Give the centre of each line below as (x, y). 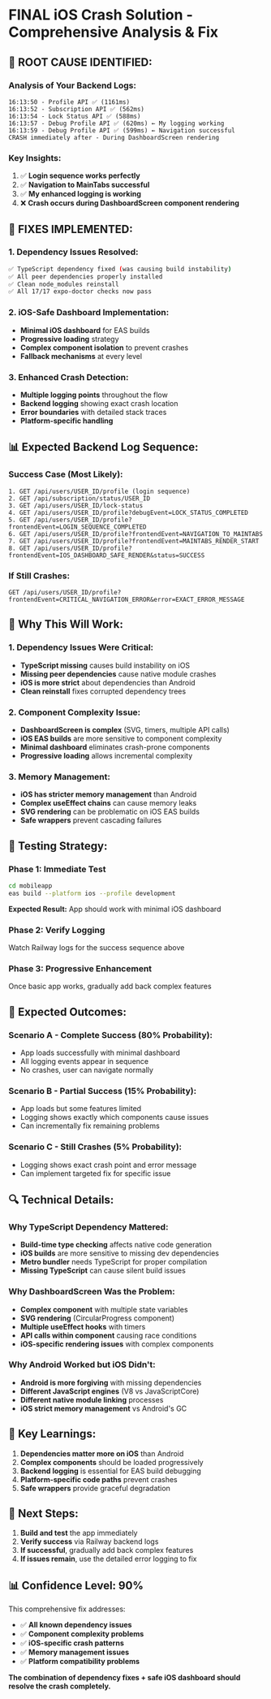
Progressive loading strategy (69, 339)
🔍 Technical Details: (61, 1200)
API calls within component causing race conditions (108, 1335)
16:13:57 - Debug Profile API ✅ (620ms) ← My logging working (116, 123)
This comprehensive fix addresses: (67, 1609)
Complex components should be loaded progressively (112, 1462)
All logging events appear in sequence (84, 1061)
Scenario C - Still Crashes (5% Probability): (95, 1147)
